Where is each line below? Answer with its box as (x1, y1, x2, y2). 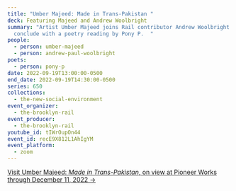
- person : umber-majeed (13, 43, 84, 50)
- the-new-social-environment (13, 96, 103, 103)
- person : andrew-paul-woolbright (13, 50, 116, 57)
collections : (7, 89, 46, 96)
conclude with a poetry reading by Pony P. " (13, 30, 154, 37)
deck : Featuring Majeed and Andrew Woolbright (7, 17, 147, 24)
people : (7, 37, 30, 44)
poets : (7, 57, 27, 64)
